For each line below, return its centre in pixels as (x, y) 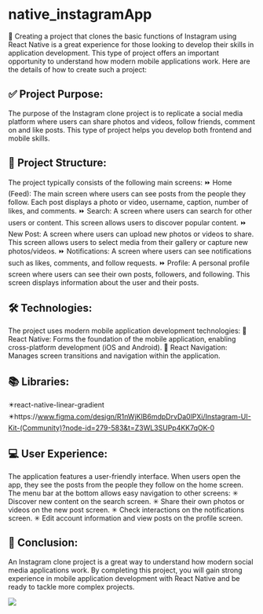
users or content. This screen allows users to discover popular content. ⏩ (128, 222)
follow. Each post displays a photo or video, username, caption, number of (128, 202)
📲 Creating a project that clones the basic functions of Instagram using (122, 36)
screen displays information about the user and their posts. (104, 282)
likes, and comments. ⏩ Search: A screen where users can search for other (130, 210)
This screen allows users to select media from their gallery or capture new (128, 242)
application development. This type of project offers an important (114, 53)
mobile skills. (29, 138)
